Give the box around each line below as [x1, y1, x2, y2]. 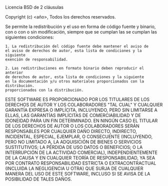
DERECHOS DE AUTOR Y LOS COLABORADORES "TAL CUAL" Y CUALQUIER [5, 102, 163, 107]
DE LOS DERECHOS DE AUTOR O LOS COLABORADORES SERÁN [5, 123, 139, 129]
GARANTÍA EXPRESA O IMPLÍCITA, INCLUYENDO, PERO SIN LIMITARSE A [5, 107, 157, 113]
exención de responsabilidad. [5, 57, 68, 62]
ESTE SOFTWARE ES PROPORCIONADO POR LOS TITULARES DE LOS [5, 96, 150, 102]
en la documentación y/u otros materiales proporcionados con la [5, 79, 144, 84]
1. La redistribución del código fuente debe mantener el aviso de [5, 44, 149, 49]
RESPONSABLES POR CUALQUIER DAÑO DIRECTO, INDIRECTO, [5, 128, 137, 134]
